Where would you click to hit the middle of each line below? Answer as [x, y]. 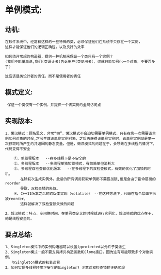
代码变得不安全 [18, 149]
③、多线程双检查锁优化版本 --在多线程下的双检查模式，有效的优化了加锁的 [80, 168]
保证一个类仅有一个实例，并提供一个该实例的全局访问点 [54, 105]
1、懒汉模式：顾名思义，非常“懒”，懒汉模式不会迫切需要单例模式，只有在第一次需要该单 [80, 133]
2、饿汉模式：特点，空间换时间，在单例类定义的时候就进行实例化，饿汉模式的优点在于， [80, 213]
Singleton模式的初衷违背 [38, 263]
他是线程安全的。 [20, 219]
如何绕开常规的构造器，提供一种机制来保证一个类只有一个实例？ [59, 56]
